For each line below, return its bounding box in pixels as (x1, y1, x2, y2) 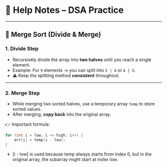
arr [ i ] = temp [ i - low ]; (14, 137, 66, 142)
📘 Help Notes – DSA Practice (5, 4, 124, 16)
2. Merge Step (5, 89, 40, 96)
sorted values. (12, 106, 42, 112)
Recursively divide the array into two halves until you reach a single (12, 57, 152, 63)
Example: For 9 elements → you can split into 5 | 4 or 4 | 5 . (12, 67, 136, 73)
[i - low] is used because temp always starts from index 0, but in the (12, 151, 152, 157)
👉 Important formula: (5, 121, 50, 127)
